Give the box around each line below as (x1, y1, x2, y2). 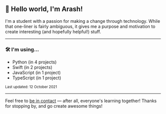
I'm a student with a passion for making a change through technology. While (5, 18, 161, 24)
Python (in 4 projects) (12, 59, 57, 65)
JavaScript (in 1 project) (12, 70, 61, 76)
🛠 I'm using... (5, 46, 40, 53)
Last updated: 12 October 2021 (5, 85, 57, 90)
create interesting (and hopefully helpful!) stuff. (5, 28, 101, 35)
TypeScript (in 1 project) (12, 75, 62, 81)
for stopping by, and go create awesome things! (5, 103, 103, 109)
